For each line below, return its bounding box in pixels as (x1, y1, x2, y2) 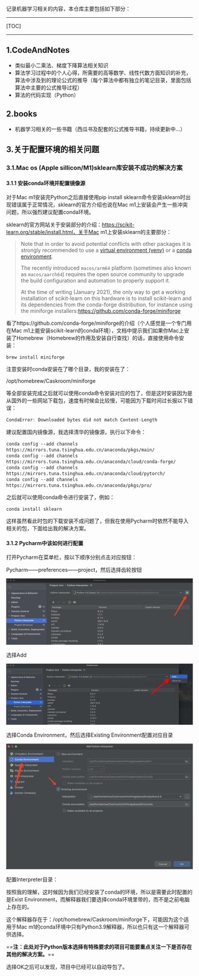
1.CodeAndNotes (6, 45, 70, 55)
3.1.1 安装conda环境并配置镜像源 (6, 180, 86, 187)
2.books (6, 109, 37, 119)
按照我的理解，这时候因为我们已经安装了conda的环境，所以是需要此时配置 (6, 888, 188, 896)
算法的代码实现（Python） (14, 91, 79, 98)
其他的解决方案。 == (6, 951, 55, 958)
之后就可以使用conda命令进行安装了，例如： (6, 494, 115, 501)
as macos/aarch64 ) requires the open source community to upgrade (20, 271, 185, 278)
